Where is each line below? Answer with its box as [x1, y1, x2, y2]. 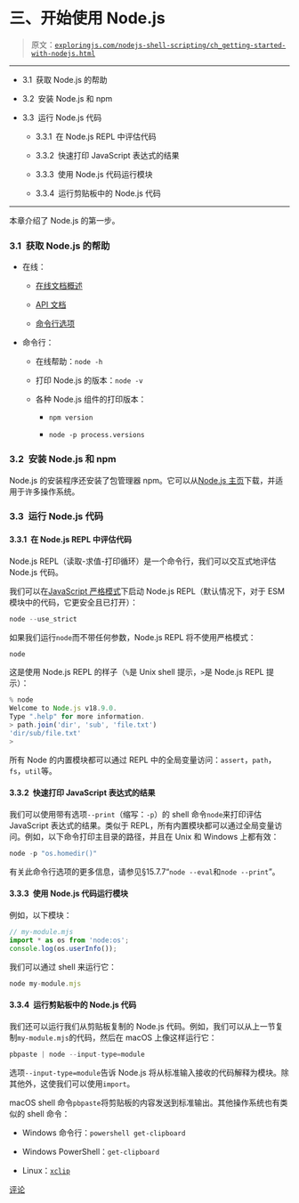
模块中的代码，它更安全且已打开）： [9, 597, 138, 607]
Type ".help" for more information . [9, 712, 145, 721]
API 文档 [35, 299, 67, 310]
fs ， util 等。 [9, 765, 57, 776]
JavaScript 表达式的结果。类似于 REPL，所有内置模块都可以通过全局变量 [9, 820, 275, 831]
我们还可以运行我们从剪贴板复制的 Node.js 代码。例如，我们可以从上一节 [9, 1020, 276, 1031]
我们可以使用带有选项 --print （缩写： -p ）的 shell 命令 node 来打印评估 [9, 809, 263, 819]
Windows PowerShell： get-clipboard [21, 1146, 160, 1157]
